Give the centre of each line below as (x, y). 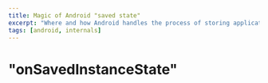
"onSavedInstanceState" (93, 69)
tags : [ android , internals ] (55, 30)
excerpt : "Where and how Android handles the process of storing (119, 23)
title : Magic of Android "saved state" (75, 15)
